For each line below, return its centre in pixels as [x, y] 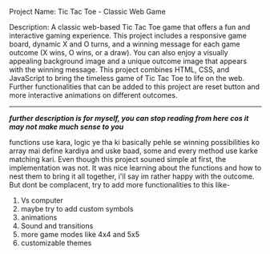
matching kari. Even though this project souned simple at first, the [118, 159]
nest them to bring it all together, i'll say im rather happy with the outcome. [132, 176]
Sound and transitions [57, 226]
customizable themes [56, 243]
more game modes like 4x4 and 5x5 [80, 234]
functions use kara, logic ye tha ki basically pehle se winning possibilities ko [134, 142]
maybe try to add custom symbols [77, 209]
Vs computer [42, 200]
